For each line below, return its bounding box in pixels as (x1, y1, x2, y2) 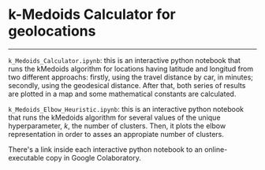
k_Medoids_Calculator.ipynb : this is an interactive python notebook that (8, 55, 241, 65)
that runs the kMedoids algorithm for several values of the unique (8, 113, 221, 122)
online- (203, 144, 228, 154)
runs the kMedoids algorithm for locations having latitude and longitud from (8, 64, 254, 73)
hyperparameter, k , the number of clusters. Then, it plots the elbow (8, 120, 226, 131)
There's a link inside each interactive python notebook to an (8, 144, 203, 154)
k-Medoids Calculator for (8, 6, 176, 24)
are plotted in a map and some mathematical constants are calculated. (8, 89, 237, 98)
